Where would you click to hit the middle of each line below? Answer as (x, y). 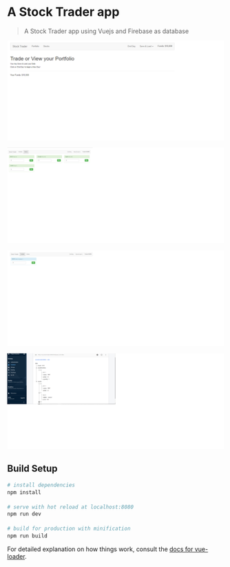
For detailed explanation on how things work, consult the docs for (100, 549)
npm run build (28, 536)
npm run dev (24, 514)
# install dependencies (41, 485)
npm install (24, 492)
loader (16, 556)
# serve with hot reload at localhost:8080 (71, 507)
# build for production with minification (69, 529)
